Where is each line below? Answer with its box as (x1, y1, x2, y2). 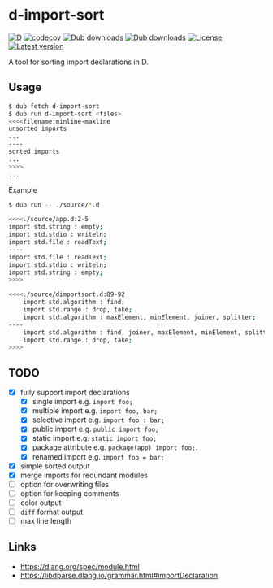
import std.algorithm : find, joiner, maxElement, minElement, (23, 328, 242, 337)
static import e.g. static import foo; (32, 433, 157, 443)
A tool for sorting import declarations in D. (8, 57, 149, 67)
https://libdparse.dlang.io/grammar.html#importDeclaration (19, 570, 219, 580)
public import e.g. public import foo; (32, 425, 159, 434)
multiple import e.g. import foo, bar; (32, 406, 158, 416)
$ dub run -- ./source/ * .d (8, 201, 100, 209)
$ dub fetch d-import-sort (8, 102, 100, 111)
